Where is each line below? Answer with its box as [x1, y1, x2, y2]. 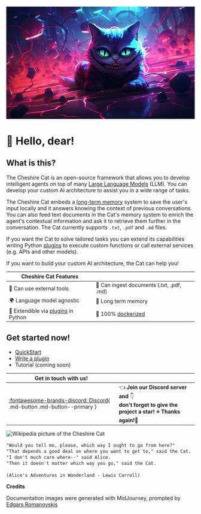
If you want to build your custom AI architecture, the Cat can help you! [6, 259, 179, 267]
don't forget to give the [118, 401, 178, 409]
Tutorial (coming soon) [14, 361, 71, 368]
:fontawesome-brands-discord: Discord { [8, 397, 111, 404]
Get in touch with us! [35, 374, 88, 382]
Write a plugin [14, 355, 50, 362]
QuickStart [14, 349, 42, 356]
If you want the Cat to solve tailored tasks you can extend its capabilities [6, 235, 185, 243]
